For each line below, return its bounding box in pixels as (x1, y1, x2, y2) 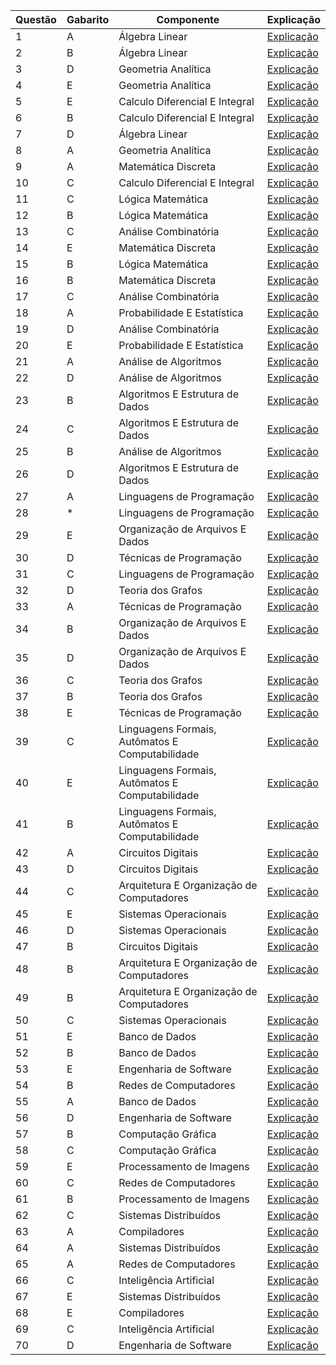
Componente (156, 13, 220, 26)
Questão (15, 13, 57, 26)
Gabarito (66, 13, 110, 26)
